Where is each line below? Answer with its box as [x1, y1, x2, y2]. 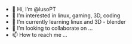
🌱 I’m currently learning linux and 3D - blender [11, 18, 126, 25]
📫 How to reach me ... [11, 32, 67, 38]
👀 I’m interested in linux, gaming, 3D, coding [11, 12, 121, 19]
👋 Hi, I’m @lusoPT [11, 6, 56, 12]
